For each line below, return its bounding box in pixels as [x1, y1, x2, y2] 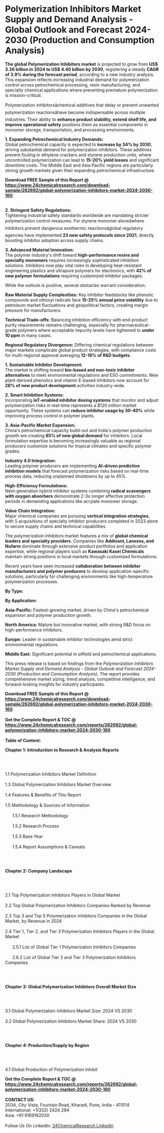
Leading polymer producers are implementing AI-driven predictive [5, 463, 140, 469]
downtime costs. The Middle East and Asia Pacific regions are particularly [5, 162, 153, 168]
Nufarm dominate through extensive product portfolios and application [5, 543, 147, 549]
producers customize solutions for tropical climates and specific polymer [5, 443, 152, 449]
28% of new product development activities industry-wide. [5, 382, 125, 388]
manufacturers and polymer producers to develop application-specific [5, 568, 149, 574]
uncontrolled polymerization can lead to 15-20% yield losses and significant [5, 157, 159, 163]
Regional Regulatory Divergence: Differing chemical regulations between [5, 342, 154, 348]
